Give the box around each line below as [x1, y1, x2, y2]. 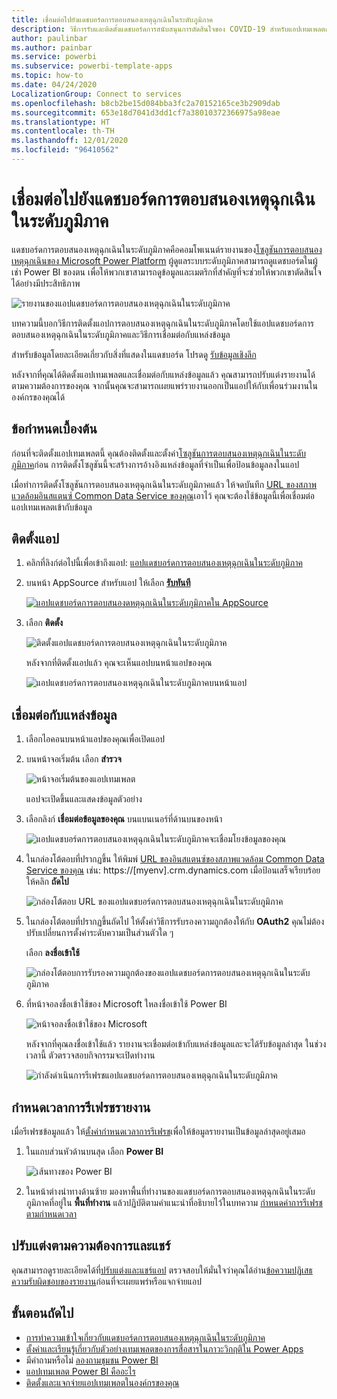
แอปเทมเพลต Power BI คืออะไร [25, 1365, 136, 1377]
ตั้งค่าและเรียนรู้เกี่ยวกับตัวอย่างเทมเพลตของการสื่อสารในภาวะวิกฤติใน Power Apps [25, 1342, 304, 1355]
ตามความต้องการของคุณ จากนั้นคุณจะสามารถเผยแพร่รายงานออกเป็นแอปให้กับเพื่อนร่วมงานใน [11, 379, 318, 391]
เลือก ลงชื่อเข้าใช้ [25, 947, 80, 959]
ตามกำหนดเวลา [25, 1208, 78, 1220]
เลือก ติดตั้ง [25, 617, 64, 629]
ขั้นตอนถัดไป [11, 1305, 74, 1322]
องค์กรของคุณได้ [11, 391, 66, 403]
